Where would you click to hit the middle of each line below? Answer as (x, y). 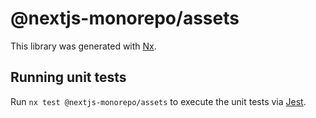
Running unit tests (68, 77)
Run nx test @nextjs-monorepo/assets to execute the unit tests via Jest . (158, 101)
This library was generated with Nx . (83, 46)
